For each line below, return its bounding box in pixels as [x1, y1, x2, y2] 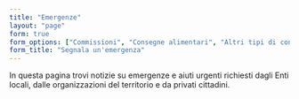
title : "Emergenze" [9, 12, 82, 22]
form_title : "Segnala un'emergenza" [9, 46, 145, 55]
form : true [9, 29, 50, 38]
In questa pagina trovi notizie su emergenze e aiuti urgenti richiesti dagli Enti [9, 70, 289, 80]
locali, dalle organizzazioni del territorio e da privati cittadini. [9, 80, 230, 90]
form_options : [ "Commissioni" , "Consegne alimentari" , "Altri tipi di [9, 37, 277, 47]
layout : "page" [9, 21, 66, 30]
